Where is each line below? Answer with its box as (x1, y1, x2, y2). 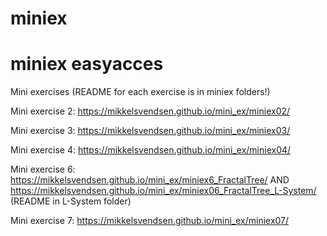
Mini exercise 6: (10, 163, 76, 176)
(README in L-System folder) (10, 195, 132, 207)
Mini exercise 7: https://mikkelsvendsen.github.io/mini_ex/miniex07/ (10, 215, 290, 227)
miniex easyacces (10, 53, 164, 76)
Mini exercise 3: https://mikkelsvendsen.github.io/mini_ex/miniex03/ (10, 125, 291, 137)
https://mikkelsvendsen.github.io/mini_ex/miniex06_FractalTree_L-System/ (10, 185, 317, 197)
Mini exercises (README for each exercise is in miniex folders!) (10, 86, 271, 98)
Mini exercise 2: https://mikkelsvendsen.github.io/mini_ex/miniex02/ (10, 105, 291, 117)
